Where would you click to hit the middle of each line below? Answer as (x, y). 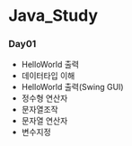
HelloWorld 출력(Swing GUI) (72, 87)
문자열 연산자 (44, 121)
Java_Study (53, 16)
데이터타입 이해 (48, 76)
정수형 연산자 (44, 98)
